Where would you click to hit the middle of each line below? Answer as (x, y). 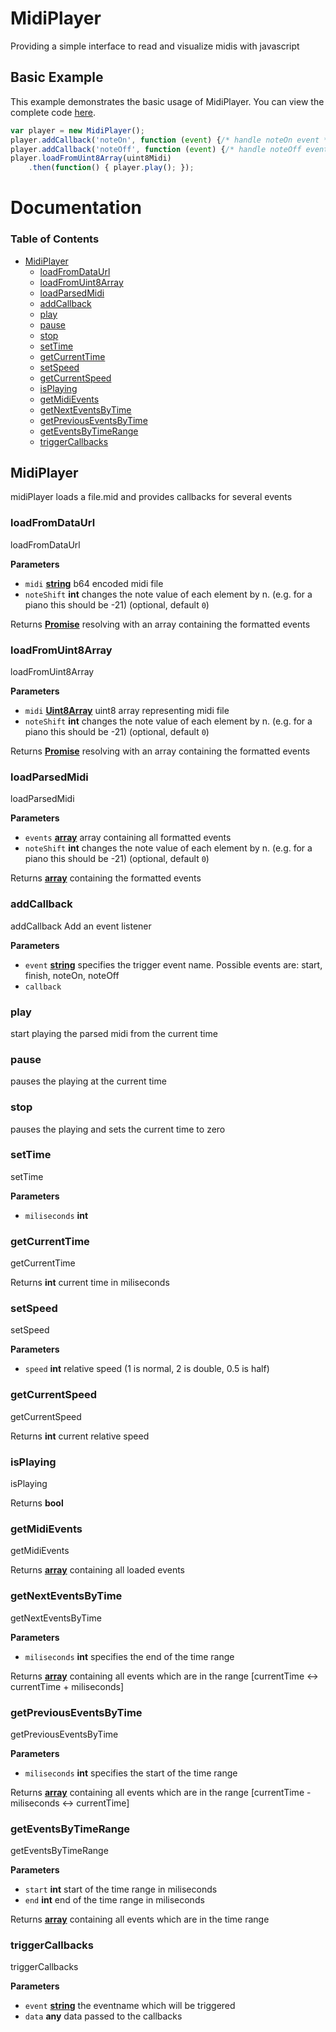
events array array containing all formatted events (128, 838)
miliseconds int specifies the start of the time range (131, 1773)
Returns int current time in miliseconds (90, 1283)
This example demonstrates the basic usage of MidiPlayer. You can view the (167, 101)
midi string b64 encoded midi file (94, 583)
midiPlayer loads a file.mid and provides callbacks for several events (151, 497)
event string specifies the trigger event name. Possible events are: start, (173, 964)
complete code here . (53, 112)
